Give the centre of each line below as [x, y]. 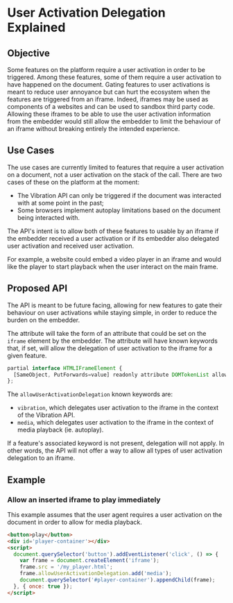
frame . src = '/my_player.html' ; [66, 567]
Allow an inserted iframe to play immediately [84, 500]
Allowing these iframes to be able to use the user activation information [109, 114]
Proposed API [37, 288]
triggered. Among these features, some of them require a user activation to [114, 77]
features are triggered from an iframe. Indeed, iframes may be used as [108, 99]
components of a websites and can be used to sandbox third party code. [111, 107]
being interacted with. [48, 217]
